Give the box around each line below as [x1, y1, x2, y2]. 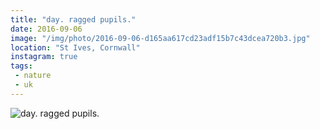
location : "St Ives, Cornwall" [10, 42, 141, 53]
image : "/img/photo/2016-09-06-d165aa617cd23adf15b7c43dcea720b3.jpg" [10, 33, 311, 43]
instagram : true [10, 52, 78, 62]
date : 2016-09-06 [10, 24, 83, 34]
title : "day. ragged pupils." [10, 14, 137, 25]
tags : [10, 61, 33, 71]
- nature [14, 71, 52, 81]
